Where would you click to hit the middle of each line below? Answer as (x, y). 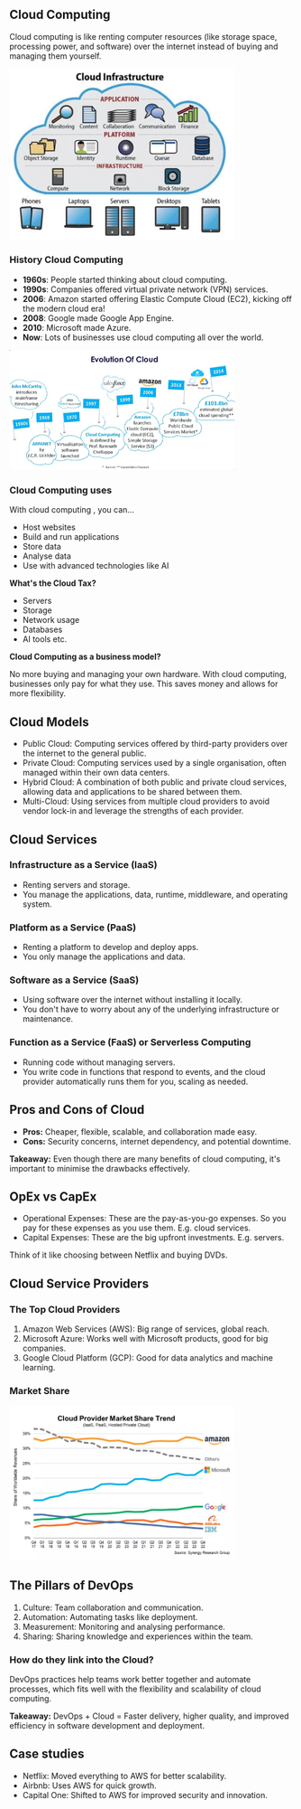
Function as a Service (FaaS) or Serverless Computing (130, 1042)
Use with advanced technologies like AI (96, 566)
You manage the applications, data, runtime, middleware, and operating (155, 894)
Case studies (47, 1754)
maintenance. (48, 1019)
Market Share (40, 1390)
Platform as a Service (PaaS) (73, 928)
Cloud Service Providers (79, 1283)
